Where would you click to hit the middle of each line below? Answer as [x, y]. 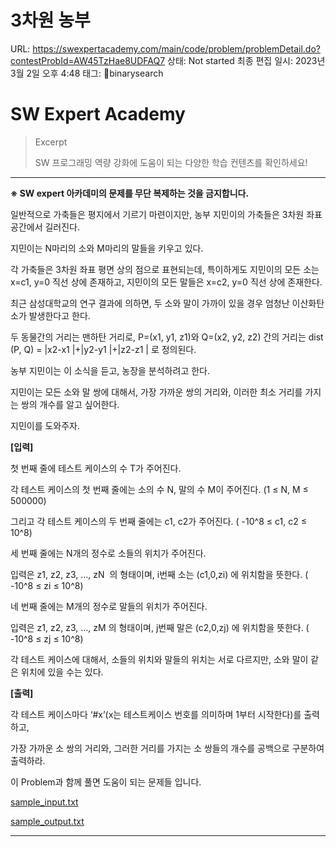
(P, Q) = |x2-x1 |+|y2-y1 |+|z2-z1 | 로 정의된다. [103, 349]
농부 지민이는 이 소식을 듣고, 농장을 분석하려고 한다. [110, 370]
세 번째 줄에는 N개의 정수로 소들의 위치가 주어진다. [108, 553]
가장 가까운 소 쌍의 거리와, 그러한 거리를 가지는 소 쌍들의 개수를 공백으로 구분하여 [167, 748]
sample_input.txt [44, 802]
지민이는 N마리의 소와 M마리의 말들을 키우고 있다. [107, 248]
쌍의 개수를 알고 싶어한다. [70, 404]
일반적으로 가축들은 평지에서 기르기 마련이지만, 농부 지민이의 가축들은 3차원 [157, 214]
